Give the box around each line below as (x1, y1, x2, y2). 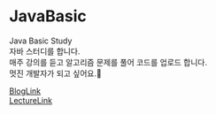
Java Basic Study (9, 35, 73, 46)
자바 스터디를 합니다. (9, 46, 81, 57)
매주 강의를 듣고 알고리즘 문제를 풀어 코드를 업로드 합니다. (9, 57, 208, 67)
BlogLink (9, 86, 42, 96)
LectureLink (9, 95, 53, 105)
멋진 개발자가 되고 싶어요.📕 (9, 68, 102, 79)
